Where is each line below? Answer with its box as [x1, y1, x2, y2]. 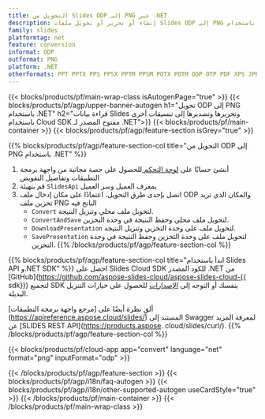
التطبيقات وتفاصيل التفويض [19, 173, 100, 182]
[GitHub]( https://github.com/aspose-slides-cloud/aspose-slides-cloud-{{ [8, 271, 247, 281]
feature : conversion [8, 41, 77, 49]
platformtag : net [8, 33, 65, 42]
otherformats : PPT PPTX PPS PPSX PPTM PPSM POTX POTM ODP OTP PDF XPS [8, 70, 245, 78]
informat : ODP [8, 48, 55, 56]
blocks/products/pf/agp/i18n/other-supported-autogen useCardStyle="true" [8, 384, 256, 395]
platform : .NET [8, 63, 58, 71]
